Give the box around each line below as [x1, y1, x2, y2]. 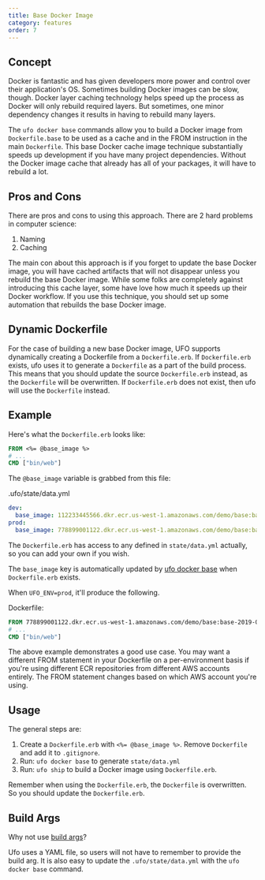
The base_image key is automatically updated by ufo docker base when [8, 564, 238, 573]
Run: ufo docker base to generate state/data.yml [19, 756, 181, 766]
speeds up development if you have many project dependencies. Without [8, 151, 247, 160]
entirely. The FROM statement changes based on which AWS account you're [8, 672, 257, 682]
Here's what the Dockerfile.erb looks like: [8, 429, 146, 438]
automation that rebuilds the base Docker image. [8, 300, 167, 309]
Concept [8, 55, 52, 69]
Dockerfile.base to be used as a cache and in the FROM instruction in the [8, 133, 248, 143]
